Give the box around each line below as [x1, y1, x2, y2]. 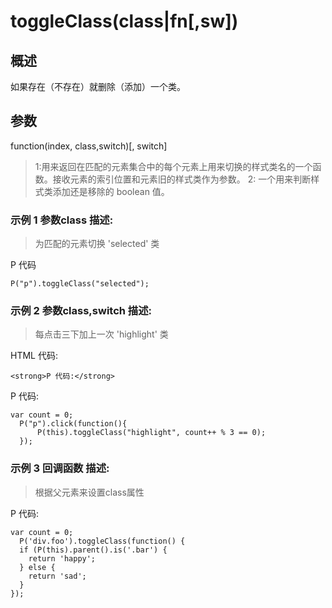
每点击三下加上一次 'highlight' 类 [34, 328, 169, 340]
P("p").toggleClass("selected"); [10, 279, 150, 289]
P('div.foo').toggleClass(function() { [19, 536, 186, 546]
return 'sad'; [28, 571, 87, 581]
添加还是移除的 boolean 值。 [52, 185, 170, 197]
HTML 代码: [10, 350, 58, 362]
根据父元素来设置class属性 [34, 486, 145, 498]
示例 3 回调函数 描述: [10, 461, 110, 475]
